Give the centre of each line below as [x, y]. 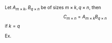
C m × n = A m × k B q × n [85, 17]
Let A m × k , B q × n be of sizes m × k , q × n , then [53, 8]
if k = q [12, 26]
